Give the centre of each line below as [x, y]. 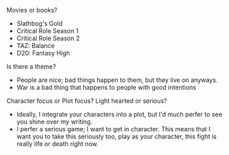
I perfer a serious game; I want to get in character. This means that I [113, 129]
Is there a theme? [31, 66]
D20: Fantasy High [43, 53]
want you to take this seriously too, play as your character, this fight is [116, 136]
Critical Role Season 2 [48, 38]
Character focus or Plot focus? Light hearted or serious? [87, 101]
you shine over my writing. [54, 122]
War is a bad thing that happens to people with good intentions [106, 87]
